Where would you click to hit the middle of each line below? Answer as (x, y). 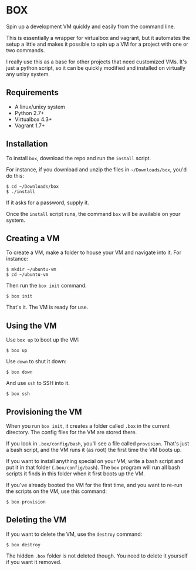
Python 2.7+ (29, 113)
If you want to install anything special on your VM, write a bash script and (95, 461)
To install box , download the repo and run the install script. (79, 158)
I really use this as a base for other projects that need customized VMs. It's (97, 62)
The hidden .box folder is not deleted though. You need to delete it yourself (97, 556)
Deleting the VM (36, 520)
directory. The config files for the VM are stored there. (72, 432)
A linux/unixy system (40, 107)
